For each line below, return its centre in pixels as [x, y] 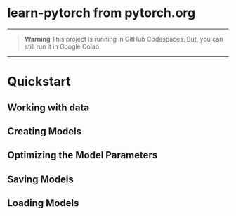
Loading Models [43, 203]
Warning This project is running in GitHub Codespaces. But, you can [124, 39]
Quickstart [39, 82]
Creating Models [45, 131]
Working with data [48, 107]
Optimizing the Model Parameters [83, 155]
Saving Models [40, 179]
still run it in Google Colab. [63, 46]
